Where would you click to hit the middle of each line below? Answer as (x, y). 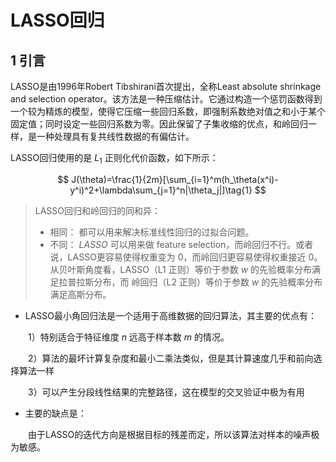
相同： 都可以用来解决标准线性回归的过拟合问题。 (152, 232)
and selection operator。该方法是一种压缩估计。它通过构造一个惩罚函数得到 (166, 99)
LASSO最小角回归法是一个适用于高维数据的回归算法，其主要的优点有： (171, 315)
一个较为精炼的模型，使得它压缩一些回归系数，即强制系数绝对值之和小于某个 (168, 111)
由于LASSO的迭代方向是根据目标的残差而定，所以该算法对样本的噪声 (169, 434)
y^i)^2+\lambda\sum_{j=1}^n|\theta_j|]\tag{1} (161, 190)
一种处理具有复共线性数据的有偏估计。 (115, 136)
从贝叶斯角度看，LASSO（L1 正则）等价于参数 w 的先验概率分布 (181, 269)
